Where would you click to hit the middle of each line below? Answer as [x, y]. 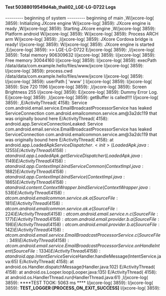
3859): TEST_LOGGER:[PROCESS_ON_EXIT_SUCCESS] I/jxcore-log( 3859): [83, 288]
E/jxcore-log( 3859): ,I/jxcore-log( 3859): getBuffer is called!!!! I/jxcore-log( [82, 98]
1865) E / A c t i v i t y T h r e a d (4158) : [36, 182]
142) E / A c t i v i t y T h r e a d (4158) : [35, 230]
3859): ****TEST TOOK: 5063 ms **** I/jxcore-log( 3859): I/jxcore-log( [79, 283]
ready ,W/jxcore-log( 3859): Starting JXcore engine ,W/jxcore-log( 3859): [81, 29]
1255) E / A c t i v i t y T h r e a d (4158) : [36, 150]
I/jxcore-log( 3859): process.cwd [39, 71]
